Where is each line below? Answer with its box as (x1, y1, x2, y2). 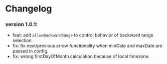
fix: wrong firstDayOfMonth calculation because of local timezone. (12, 53, 150, 59)
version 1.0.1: (5, 21, 38, 28)
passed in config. (12, 48, 49, 54)
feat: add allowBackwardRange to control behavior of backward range (12, 32, 154, 38)
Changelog (5, 3, 52, 14)
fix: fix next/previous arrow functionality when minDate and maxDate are (12, 43, 162, 49)
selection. (12, 37, 33, 43)
